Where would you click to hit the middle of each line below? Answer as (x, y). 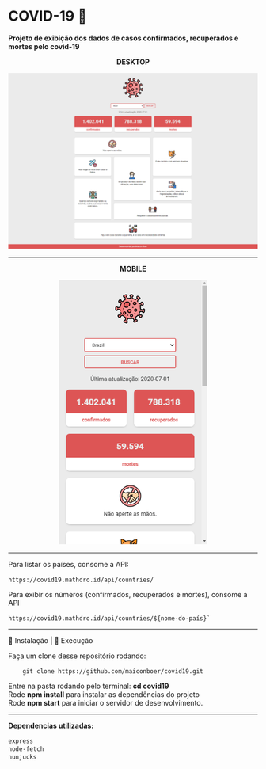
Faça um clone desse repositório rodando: (77, 656)
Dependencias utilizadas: (51, 726)
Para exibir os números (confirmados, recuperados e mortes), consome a (128, 595)
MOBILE (133, 269)
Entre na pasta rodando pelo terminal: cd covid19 (89, 686)
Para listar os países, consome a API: (68, 565)
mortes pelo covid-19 (44, 46)
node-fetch (26, 749)
